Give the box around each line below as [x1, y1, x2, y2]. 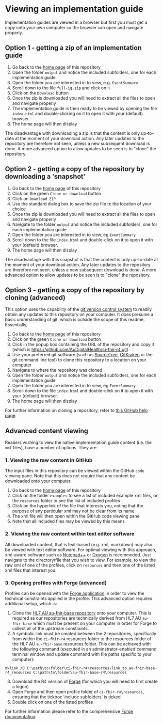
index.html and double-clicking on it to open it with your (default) [12, 110, 143, 116]
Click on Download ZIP [12, 195, 56, 202]
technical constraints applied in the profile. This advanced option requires [5, 596, 152, 601]
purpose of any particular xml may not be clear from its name [12, 508, 135, 514]
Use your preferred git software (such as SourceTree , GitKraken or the [12, 352, 153, 358]
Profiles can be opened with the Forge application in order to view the [5, 590, 145, 597]
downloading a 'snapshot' [5, 173, 86, 181]
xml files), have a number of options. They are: [5, 445, 98, 451]
